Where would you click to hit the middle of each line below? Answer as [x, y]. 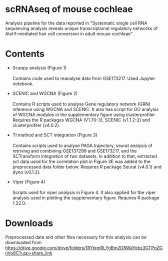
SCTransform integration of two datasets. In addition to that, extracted [85, 156]
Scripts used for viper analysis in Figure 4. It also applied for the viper [84, 192]
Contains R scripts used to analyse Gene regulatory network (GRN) [81, 104]
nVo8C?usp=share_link [29, 253]
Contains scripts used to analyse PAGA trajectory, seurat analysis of [82, 145]
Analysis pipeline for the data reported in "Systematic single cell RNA [76, 23]
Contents [25, 54]
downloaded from [23, 242]
